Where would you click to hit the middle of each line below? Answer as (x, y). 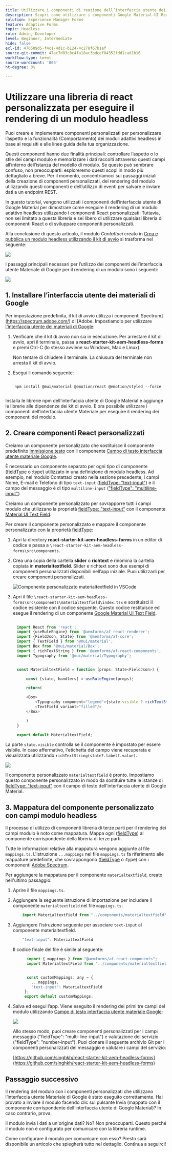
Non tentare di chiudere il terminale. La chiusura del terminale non (82, 357)
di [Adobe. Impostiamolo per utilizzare (112, 321)
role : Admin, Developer (31, 34)
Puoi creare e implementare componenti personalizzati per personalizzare (83, 133)
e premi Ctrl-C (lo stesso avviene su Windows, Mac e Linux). (77, 347)
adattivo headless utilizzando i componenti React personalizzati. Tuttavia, (83, 213)
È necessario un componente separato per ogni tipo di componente (77, 466)
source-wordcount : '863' (32, 63)
